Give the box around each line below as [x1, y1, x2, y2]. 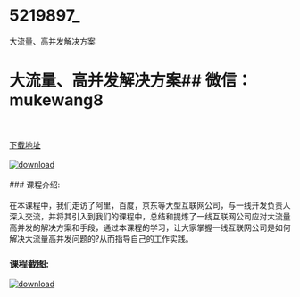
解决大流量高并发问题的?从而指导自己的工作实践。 [9, 233, 194, 243]
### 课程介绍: [9, 179, 61, 190]
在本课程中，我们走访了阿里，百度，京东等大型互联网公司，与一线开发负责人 [9, 200, 291, 210]
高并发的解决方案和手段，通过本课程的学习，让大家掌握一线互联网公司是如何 [9, 222, 291, 233]
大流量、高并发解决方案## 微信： [9, 70, 253, 91]
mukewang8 [9, 90, 104, 111]
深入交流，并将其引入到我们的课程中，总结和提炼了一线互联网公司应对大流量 [9, 210, 291, 221]
